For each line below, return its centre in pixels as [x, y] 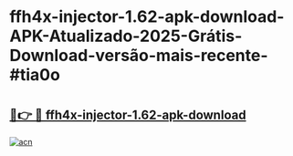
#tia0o [35, 75]
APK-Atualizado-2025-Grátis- [126, 36]
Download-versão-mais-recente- [139, 56]
